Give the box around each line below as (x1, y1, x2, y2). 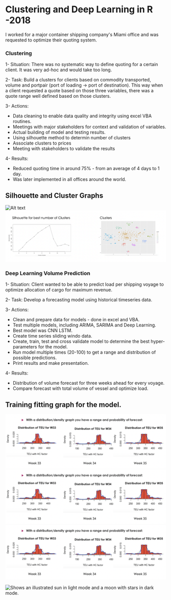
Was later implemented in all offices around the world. (12, 176, 127, 182)
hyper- (150, 338, 165, 344)
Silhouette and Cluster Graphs (5, 191, 104, 200)
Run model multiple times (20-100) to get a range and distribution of (12, 349, 156, 356)
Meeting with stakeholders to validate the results (12, 146, 115, 152)
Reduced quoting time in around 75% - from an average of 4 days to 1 (12, 165, 160, 172)
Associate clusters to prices (12, 140, 71, 147)
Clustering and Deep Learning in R (5, 4, 153, 15)
